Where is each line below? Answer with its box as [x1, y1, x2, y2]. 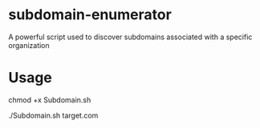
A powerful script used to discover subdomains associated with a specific [8, 32, 253, 42]
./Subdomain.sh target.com [8, 110, 99, 120]
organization [8, 40, 50, 50]
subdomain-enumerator [8, 6, 173, 24]
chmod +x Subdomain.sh [8, 94, 91, 105]
